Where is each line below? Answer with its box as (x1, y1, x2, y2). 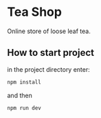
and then (7, 91, 32, 99)
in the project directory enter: (7, 65, 91, 73)
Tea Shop (7, 4, 62, 20)
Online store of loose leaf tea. (7, 27, 91, 35)
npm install (7, 79, 41, 86)
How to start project (7, 47, 95, 59)
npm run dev (7, 104, 41, 111)
